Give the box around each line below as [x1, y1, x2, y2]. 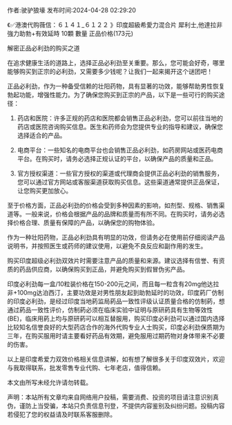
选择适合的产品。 [17, 131, 66, 140]
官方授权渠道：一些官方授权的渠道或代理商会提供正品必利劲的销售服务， [17, 169, 223, 178]
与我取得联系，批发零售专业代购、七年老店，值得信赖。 [7, 363, 164, 372]
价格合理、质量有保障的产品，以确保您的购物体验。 [12, 218, 159, 227]
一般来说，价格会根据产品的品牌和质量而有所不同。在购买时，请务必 [25, 210, 219, 218]
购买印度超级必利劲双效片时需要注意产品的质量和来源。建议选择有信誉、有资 [7, 256, 225, 265]
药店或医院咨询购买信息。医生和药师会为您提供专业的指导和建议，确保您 [17, 123, 223, 131]
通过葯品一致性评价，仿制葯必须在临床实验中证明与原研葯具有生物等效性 [7, 306, 213, 314]
